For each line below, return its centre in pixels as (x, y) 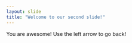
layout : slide (24, 11)
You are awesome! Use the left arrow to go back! (66, 34)
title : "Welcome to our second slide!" (56, 17)
